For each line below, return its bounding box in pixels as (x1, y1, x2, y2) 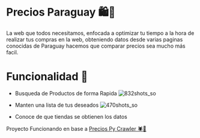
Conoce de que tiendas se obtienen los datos (14, 113, 127, 120)
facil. (6, 48, 19, 55)
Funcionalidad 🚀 (6, 70, 88, 84)
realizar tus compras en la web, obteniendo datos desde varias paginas (6, 36, 183, 43)
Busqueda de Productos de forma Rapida (14, 89, 117, 97)
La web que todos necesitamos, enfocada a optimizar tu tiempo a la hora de (6, 29, 195, 37)
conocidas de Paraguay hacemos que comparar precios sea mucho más (6, 42, 186, 49)
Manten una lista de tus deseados (14, 101, 99, 108)
